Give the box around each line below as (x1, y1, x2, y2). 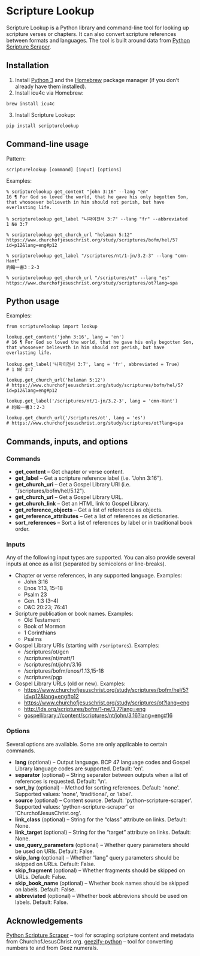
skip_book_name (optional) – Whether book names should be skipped (14, 879, 189, 887)
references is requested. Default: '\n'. (14, 777, 107, 785)
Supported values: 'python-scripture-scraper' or (14, 803, 135, 810)
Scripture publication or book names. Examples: (14, 610, 134, 618)
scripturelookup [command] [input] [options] (6, 167, 122, 173)
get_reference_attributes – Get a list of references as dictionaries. (14, 513, 180, 520)
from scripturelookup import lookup (6, 323, 98, 330)
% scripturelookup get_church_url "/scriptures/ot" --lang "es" (6, 274, 170, 281)
